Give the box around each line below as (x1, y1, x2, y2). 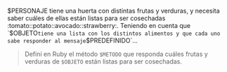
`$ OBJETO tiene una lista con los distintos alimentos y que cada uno (7, 29, 221, 37)
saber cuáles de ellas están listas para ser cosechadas (7, 14, 166, 22)
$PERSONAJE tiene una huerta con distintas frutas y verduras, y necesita (7, 7, 220, 15)
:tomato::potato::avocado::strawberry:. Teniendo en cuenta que (7, 22, 191, 29)
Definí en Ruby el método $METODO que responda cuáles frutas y (24, 50, 209, 58)
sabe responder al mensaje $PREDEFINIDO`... (7, 36, 138, 45)
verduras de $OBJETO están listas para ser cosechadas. (24, 57, 183, 66)
